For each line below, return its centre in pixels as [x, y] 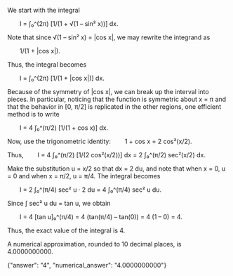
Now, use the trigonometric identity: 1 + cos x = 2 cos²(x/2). [100, 141]
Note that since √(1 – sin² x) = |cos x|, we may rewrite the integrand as [109, 37]
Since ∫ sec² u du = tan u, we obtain [59, 203]
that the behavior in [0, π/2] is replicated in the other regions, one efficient [114, 107]
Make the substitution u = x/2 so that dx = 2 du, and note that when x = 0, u [116, 169]
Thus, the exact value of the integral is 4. [66, 230]
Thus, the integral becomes [47, 65]
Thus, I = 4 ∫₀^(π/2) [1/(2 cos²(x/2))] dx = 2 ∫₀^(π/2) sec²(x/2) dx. [106, 155]
